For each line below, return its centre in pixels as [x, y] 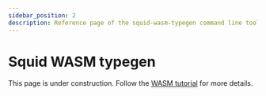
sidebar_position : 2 [42, 15]
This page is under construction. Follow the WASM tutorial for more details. [131, 83]
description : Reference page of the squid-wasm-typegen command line [125, 23]
